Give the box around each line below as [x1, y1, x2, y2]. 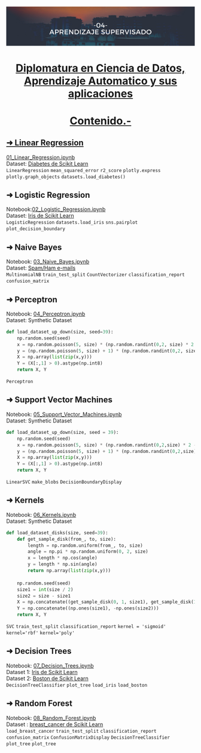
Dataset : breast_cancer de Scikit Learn [6, 721, 103, 728]
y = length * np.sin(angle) [28, 561, 98, 568]
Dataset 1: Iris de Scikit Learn [6, 668, 78, 675]
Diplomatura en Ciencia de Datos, [16, 61, 185, 75]
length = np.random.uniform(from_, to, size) [28, 542, 144, 549]
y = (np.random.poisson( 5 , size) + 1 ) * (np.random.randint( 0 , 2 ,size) [17, 448, 197, 454]
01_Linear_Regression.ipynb [6, 154, 75, 161]
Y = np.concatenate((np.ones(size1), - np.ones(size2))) [17, 605, 160, 611]
